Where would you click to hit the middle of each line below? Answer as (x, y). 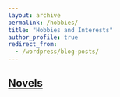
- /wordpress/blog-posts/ (57, 52)
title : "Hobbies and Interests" (60, 30)
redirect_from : (33, 45)
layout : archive (34, 15)
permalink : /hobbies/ (43, 23)
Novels (25, 83)
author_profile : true (43, 37)
